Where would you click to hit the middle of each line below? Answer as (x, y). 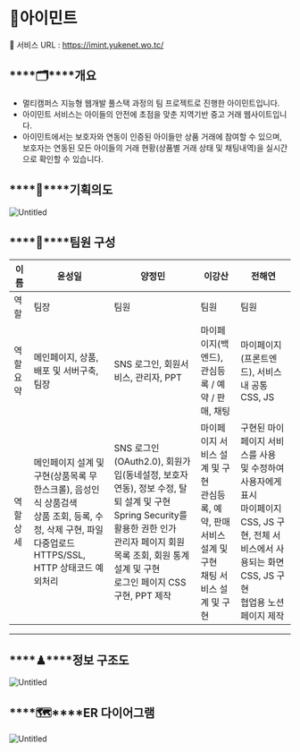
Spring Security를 (150, 516)
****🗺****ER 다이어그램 (82, 713)
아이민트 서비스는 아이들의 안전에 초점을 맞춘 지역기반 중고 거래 (132, 114)
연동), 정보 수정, (145, 489)
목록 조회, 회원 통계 (152, 556)
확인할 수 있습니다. (71, 158)
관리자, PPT (159, 378)
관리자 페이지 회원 (149, 543)
